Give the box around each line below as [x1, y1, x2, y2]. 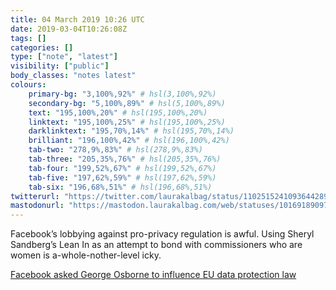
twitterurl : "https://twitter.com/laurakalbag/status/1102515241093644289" [10, 191, 333, 201]
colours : [10, 80, 47, 90]
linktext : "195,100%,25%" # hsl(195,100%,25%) [28, 117, 226, 127]
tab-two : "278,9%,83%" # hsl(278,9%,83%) [28, 145, 203, 155]
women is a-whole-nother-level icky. [10, 249, 162, 261]
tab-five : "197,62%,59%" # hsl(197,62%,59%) [28, 172, 217, 183]
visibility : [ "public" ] [10, 61, 110, 71]
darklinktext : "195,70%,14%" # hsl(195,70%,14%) [28, 126, 235, 136]
